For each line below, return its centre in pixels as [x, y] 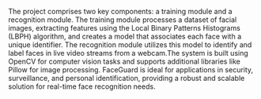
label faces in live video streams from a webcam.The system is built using [129, 53]
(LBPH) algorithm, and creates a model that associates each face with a [125, 36]
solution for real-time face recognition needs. [82, 86]
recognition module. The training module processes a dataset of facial [123, 20]
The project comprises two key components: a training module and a [120, 11]
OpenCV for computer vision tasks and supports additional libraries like [125, 61]
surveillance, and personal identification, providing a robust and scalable [127, 78]
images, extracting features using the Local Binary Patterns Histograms [125, 28]
